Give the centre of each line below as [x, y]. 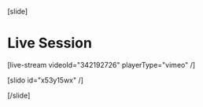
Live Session [50, 43]
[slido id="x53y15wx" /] [46, 80]
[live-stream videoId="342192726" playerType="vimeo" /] [101, 65]
